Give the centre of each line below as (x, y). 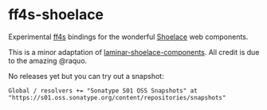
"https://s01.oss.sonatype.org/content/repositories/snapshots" (117, 97)
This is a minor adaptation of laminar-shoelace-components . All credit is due (134, 52)
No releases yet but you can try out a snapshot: (86, 76)
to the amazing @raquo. (48, 61)
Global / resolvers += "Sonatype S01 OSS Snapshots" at (103, 90)
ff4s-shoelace (56, 15)
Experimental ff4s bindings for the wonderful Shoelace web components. (128, 37)
